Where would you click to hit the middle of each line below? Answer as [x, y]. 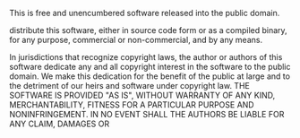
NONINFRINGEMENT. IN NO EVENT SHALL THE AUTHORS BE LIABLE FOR [147, 114]
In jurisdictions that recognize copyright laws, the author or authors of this [146, 57]
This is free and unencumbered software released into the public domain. [145, 13]
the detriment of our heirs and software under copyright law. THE [130, 86]
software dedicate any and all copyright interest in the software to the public [150, 67]
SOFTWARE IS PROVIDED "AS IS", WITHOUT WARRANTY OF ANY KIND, [142, 95]
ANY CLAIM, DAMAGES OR [60, 124]
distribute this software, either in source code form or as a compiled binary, [149, 30]
